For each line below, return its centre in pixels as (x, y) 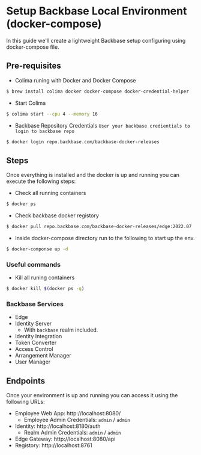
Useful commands (34, 264)
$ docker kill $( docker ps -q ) (45, 289)
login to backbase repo (45, 131)
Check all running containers (50, 193)
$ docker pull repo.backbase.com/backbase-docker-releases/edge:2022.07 (99, 227)
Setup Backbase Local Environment (97, 11)
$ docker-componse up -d (37, 249)
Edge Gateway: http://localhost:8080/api (65, 439)
